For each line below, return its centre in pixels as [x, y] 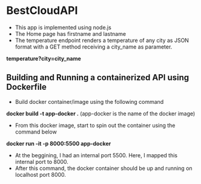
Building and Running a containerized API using [98, 77]
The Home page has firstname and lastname [70, 33]
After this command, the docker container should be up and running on [104, 168]
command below [36, 132]
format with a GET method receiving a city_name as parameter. [94, 47]
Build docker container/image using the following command [89, 101]
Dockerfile [27, 87]
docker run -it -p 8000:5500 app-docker [59, 143]
